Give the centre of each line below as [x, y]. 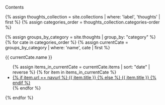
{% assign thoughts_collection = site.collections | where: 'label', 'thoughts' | [83, 17]
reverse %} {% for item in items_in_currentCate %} [64, 72]
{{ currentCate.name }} [29, 57]
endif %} [21, 83]
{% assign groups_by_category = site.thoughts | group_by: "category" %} [81, 37]
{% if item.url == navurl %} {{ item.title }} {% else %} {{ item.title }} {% [84, 77]
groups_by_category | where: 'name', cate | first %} [58, 48]
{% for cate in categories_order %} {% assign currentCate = [67, 42]
